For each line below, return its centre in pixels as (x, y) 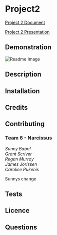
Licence (18, 211)
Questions (21, 227)
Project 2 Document (25, 22)
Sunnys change (21, 178)
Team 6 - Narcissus (28, 138)
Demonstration (28, 47)
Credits (17, 108)
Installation (22, 91)
